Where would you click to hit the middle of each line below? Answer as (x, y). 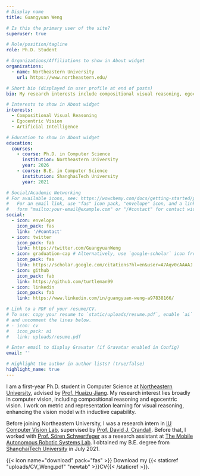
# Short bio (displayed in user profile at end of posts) (79, 88)
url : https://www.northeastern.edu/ (62, 77)
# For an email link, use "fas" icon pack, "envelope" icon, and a (94, 204)
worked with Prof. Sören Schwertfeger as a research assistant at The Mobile (100, 436)
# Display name (25, 12)
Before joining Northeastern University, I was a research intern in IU (89, 423)
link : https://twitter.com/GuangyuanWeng (69, 248)
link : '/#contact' (40, 231)
